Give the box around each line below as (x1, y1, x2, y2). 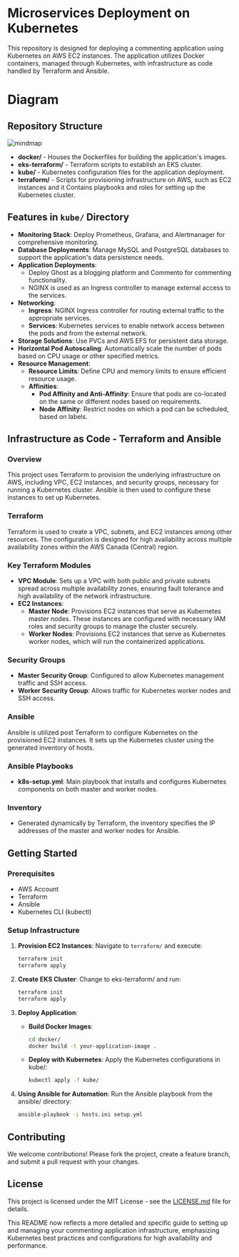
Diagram (7, 91, 59, 108)
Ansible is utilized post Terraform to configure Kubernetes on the (7, 728, 198, 737)
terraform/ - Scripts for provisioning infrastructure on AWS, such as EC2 (17, 175, 232, 183)
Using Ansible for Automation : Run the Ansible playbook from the (17, 1090, 213, 1099)
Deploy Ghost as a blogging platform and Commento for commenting (28, 268, 232, 276)
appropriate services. (28, 313, 91, 322)
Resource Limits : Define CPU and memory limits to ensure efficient (28, 366, 227, 375)
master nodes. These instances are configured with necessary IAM (28, 615, 226, 623)
